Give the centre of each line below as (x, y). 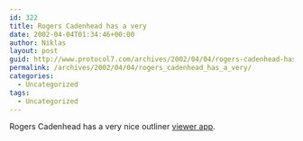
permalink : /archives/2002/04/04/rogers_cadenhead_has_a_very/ (131, 68)
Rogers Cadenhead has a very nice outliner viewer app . (113, 127)
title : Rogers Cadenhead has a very (78, 26)
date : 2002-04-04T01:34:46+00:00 (72, 34)
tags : (19, 93)
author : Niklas (38, 43)
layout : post (34, 51)
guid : (19, 59)
